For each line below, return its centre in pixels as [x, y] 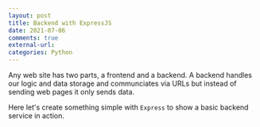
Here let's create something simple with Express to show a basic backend [128, 107]
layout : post [30, 15]
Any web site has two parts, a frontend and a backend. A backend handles [130, 75]
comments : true [33, 38]
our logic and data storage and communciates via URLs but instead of [122, 83]
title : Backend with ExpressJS [60, 23]
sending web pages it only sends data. [72, 92]
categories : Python [41, 52]
